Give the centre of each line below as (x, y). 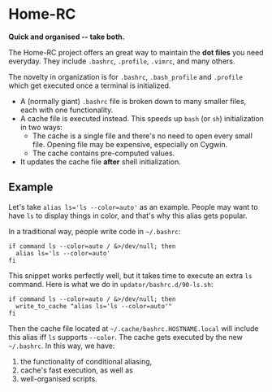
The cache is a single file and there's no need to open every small (142, 136)
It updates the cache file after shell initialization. (100, 161)
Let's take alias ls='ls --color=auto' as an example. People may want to (133, 207)
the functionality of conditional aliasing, (86, 361)
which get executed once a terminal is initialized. (90, 85)
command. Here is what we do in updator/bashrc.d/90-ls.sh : (111, 284)
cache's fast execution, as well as (77, 370)
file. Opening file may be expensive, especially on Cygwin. (130, 144)
